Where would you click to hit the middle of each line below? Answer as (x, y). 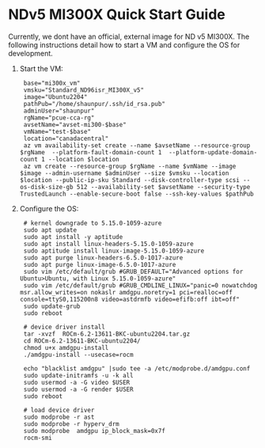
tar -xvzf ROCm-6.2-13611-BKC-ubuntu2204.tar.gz (107, 334)
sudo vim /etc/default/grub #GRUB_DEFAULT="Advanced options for (133, 271)
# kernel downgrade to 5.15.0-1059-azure (93, 223)
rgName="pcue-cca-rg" (59, 118)
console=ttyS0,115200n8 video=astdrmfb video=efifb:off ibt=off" (129, 299)
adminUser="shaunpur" (59, 111)
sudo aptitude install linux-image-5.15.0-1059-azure (114, 251)
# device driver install (64, 327)
